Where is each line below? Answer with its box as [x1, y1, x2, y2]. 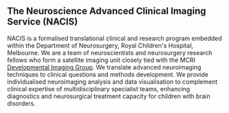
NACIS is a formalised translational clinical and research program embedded [7, 34, 222, 42]
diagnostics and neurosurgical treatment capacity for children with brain [7, 92, 211, 100]
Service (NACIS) [7, 16, 79, 28]
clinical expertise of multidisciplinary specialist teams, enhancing [7, 84, 190, 93]
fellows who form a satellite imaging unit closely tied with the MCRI [7, 56, 196, 64]
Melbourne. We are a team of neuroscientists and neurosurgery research [7, 48, 213, 56]
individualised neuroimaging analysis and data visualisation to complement [7, 78, 218, 86]
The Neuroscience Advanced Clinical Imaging [7, 5, 206, 17]
